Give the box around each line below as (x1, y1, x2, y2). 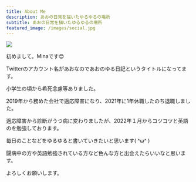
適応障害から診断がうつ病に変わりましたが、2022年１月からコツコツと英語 (6, 117, 189, 124)
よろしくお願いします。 (6, 170, 63, 177)
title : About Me (6, 8, 46, 15)
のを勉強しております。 (6, 124, 62, 132)
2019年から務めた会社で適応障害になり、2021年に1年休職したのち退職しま (6, 97, 186, 105)
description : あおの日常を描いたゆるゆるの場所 (6, 14, 110, 20)
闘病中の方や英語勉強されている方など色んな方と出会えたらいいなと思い (6, 150, 181, 157)
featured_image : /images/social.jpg (6, 25, 96, 31)
